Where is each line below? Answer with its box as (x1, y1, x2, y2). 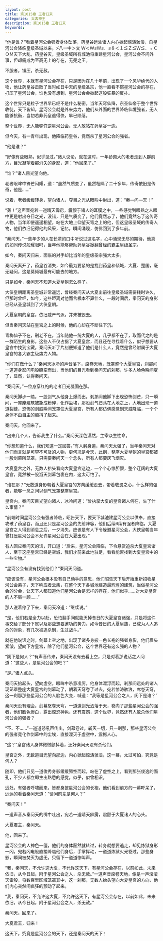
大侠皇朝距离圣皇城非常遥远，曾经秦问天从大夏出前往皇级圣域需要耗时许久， (5, 290, 158, 295)
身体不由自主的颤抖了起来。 (5, 412, 61, 418)
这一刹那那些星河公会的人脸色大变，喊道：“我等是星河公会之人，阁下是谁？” (5, 693, 158, 699)
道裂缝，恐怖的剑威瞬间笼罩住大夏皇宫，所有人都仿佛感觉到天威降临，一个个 (5, 406, 158, 412)
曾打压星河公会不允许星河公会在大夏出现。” (5, 533, 90, 539)
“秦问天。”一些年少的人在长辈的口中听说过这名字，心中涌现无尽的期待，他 (5, 236, 151, 242)
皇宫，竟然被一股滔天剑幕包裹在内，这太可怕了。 (5, 472, 103, 478)
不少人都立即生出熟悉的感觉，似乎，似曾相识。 (13, 774, 107, 780)
